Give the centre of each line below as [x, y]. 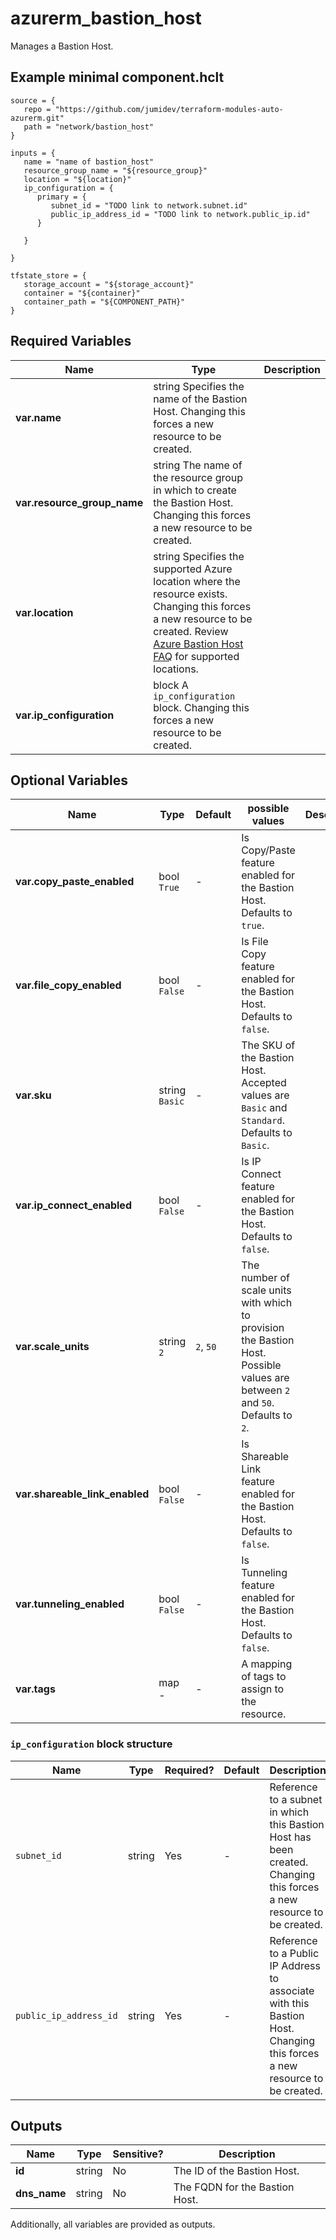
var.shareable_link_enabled [82, 1494]
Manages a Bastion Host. [62, 46]
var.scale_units [52, 1347]
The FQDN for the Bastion [234, 2187]
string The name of [198, 465]
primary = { [61, 197]
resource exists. [190, 594]
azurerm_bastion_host [106, 18]
